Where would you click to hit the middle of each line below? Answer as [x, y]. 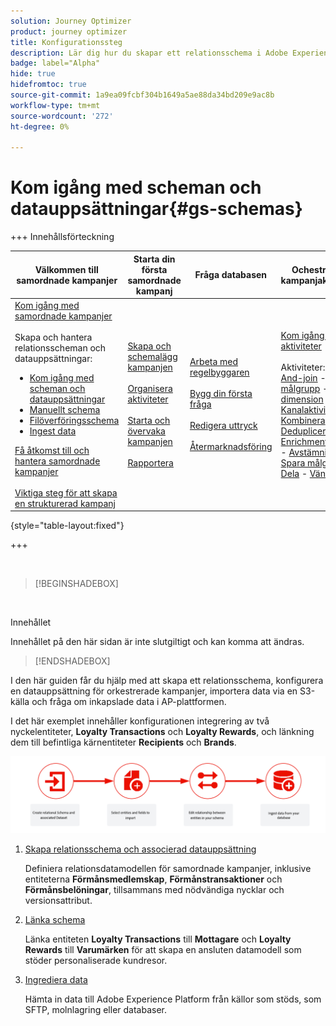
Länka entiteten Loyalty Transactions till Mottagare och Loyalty [158, 939]
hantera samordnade [57, 461]
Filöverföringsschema [74, 420]
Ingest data [53, 431]
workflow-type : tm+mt [55, 105]
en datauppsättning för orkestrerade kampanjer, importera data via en [154, 691]
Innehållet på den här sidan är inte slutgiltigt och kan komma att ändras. [157, 642]
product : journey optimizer [69, 31]
